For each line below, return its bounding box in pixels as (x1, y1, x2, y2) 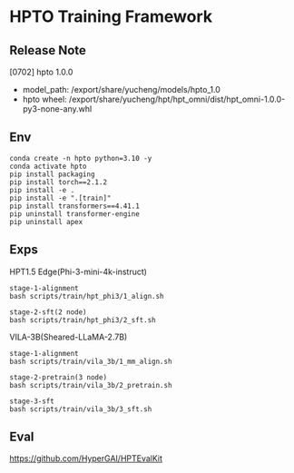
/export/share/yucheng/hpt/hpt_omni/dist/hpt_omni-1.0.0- (68, 94, 286, 104)
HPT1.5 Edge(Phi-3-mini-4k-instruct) (9, 266, 148, 277)
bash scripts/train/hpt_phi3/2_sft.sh (9, 315, 156, 324)
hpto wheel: (22, 94, 67, 104)
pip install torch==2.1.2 (9, 177, 107, 187)
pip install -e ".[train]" (9, 193, 112, 202)
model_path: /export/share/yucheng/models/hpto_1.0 (22, 84, 220, 94)
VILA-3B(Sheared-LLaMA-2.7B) (9, 331, 128, 342)
